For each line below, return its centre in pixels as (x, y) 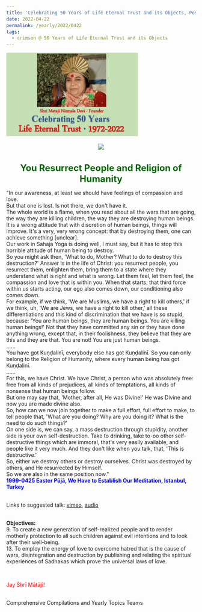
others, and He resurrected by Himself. (54, 468)
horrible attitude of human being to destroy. (60, 250)
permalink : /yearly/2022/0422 (44, 25)
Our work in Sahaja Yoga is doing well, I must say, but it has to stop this (94, 244)
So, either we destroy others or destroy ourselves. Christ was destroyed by (99, 461)
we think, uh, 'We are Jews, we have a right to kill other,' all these (87, 308)
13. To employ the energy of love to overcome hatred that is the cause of (96, 548)
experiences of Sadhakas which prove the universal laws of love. (87, 561)
